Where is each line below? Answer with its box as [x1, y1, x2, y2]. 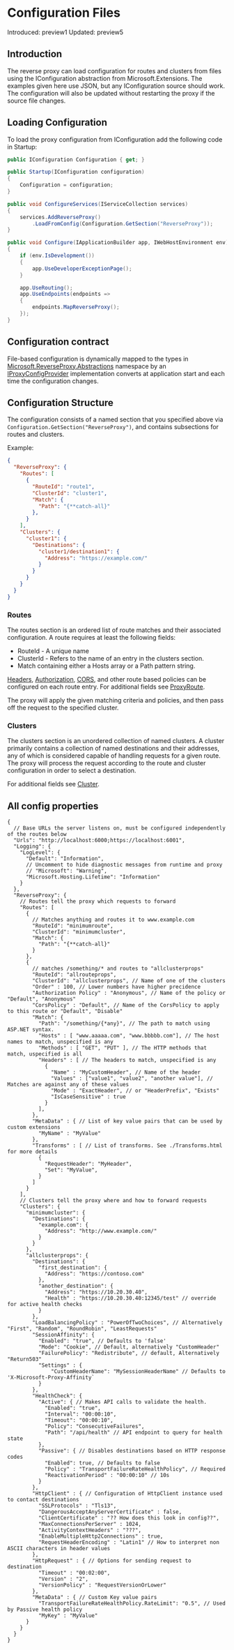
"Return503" [7, 1356, 42, 1363]
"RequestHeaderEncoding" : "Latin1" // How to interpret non [38, 1539, 219, 1546]
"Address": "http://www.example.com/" [44, 1228, 157, 1235]
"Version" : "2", [38, 1575, 89, 1583]
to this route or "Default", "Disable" [7, 1008, 123, 1015]
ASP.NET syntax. [7, 1026, 54, 1033]
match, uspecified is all [7, 1051, 82, 1058]
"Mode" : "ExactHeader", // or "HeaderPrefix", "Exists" [51, 1087, 219, 1095]
